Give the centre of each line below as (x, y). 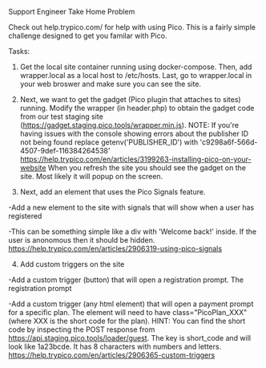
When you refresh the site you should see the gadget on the (147, 168)
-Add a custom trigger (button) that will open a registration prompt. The (126, 280)
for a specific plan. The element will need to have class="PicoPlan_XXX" (128, 312)
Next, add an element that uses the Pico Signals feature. (113, 192)
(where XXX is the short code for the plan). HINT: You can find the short (127, 321)
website (33, 168)
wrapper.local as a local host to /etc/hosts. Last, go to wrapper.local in (136, 75)
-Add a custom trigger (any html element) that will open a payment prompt (131, 304)
